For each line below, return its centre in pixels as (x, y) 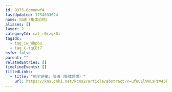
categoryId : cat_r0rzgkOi (33, 34)
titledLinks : (19, 72)
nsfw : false (18, 53)
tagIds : (14, 39)
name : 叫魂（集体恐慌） (28, 19)
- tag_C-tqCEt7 (26, 48)
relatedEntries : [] (26, 62)
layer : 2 (15, 29)
